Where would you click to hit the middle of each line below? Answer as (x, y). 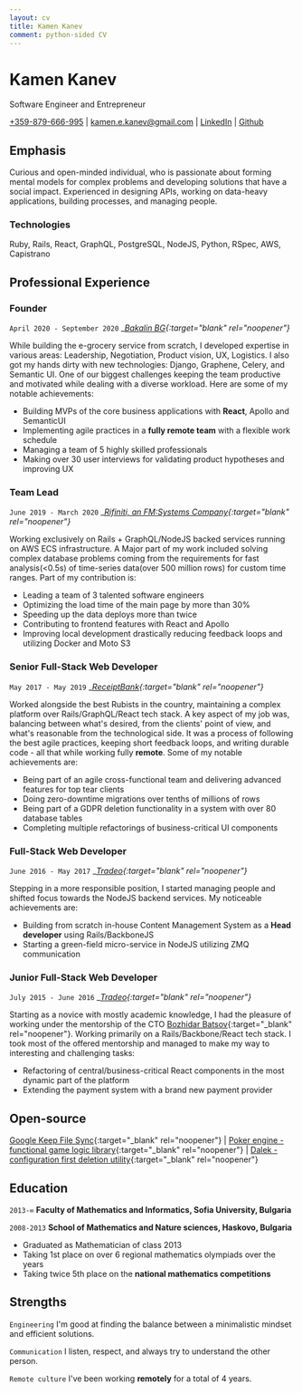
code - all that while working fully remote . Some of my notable (126, 752)
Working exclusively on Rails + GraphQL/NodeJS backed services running (147, 539)
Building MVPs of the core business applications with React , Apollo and (156, 411)
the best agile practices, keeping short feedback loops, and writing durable (149, 743)
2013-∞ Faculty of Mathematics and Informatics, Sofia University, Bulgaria (151, 1209)
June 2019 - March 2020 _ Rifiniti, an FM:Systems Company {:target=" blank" (149, 512)
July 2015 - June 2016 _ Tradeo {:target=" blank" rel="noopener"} (130, 997)
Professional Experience (80, 282)
